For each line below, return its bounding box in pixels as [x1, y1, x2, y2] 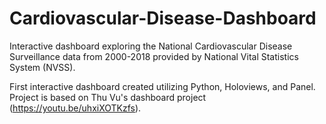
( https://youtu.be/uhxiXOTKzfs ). [9, 102, 142, 114]
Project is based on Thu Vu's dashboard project [9, 91, 207, 103]
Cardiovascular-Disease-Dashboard [9, 7, 317, 30]
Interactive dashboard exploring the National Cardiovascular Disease [9, 40, 293, 52]
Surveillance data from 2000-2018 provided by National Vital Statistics [9, 50, 299, 62]
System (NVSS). [9, 61, 76, 73]
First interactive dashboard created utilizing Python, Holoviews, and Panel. [9, 80, 316, 92]
